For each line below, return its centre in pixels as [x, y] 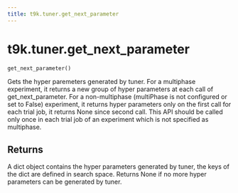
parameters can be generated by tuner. [65, 182]
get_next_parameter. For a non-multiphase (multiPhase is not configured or [117, 97]
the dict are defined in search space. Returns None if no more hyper [107, 174]
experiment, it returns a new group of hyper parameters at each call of [110, 89]
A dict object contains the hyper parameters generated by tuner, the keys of [118, 167]
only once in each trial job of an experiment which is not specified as [108, 120]
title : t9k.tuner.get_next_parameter [63, 14]
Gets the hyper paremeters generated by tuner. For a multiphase [102, 82]
